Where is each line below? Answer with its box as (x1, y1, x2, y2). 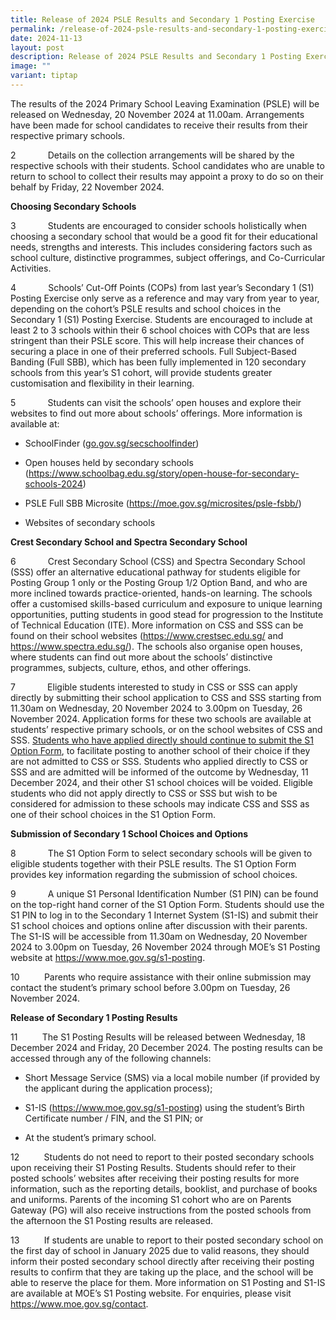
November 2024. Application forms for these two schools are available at (10, 712, 312, 725)
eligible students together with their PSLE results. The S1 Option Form (10, 857, 297, 870)
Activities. (10, 262, 52, 274)
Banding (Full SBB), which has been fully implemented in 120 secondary (10, 356, 307, 368)
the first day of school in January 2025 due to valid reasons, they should (10, 1244, 310, 1256)
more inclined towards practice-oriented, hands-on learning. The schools (10, 587, 313, 599)
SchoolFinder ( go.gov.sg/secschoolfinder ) (24, 437, 200, 449)
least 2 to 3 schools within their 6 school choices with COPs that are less (10, 324, 310, 336)
